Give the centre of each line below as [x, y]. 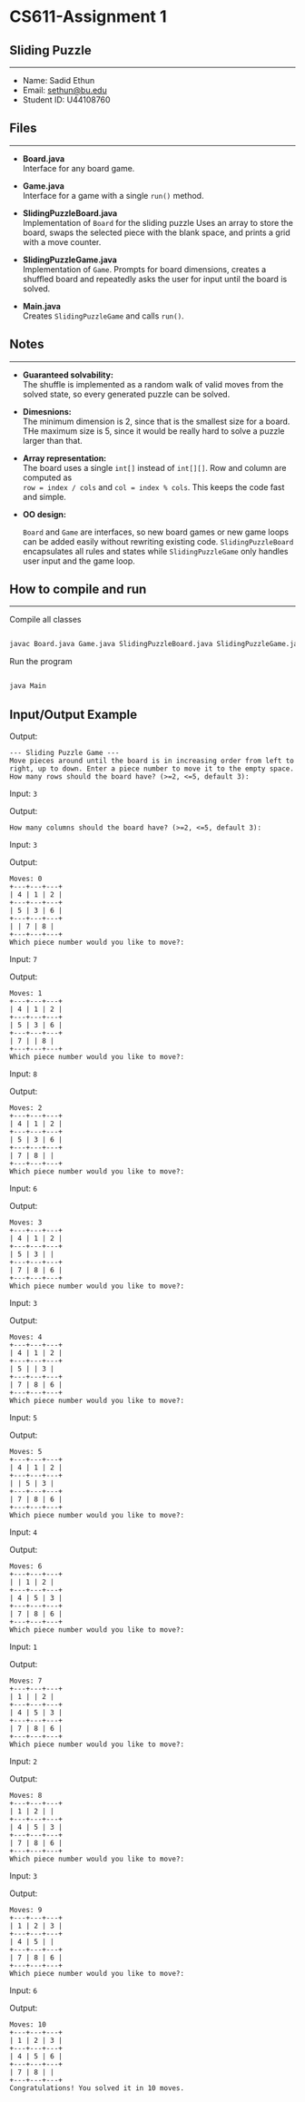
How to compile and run [78, 589]
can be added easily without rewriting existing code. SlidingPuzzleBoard [158, 541]
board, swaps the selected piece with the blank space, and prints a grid [156, 232]
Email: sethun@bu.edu [64, 90]
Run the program [41, 662]
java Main [28, 686]
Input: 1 [24, 1646]
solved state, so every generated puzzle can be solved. [126, 394]
